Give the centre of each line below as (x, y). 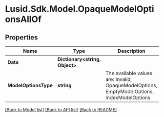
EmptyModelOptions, (130, 91)
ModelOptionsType (30, 85)
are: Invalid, (119, 79)
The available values (129, 73)
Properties (21, 37)
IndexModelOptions (128, 97)
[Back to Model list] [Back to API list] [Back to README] (61, 110)
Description (131, 51)
